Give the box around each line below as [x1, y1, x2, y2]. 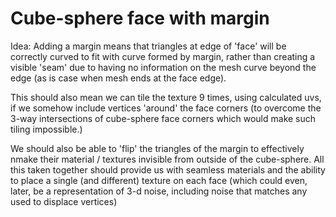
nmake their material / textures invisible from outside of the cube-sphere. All [10, 153, 325, 165]
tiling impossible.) [10, 123, 83, 135]
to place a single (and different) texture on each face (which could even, [10, 174, 308, 186]
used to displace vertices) [10, 195, 118, 207]
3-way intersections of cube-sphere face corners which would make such [10, 112, 317, 124]
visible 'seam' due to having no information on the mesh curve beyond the [10, 61, 317, 73]
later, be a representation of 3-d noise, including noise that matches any [10, 185, 308, 197]
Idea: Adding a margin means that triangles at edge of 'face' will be [10, 40, 287, 52]
